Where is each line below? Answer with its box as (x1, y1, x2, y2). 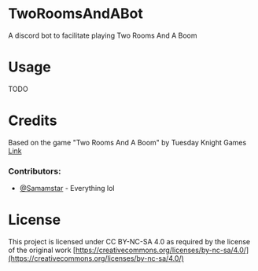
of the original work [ (8, 245, 76, 255)
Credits (8, 112, 57, 130)
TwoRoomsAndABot (8, 5, 143, 23)
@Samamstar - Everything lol (19, 184, 116, 193)
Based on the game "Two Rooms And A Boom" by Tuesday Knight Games (8, 137, 247, 147)
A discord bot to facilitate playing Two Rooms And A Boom (8, 31, 198, 40)
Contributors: (8, 166, 61, 177)
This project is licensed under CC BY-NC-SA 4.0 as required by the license (8, 237, 250, 247)
